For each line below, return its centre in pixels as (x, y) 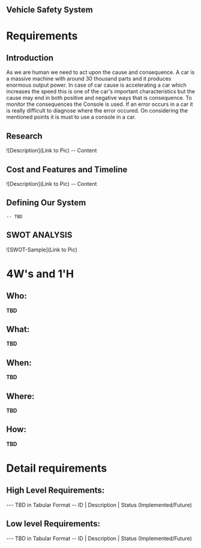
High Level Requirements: (55, 491)
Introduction (30, 57)
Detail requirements (57, 468)
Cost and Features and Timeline (67, 169)
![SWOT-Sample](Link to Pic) (42, 250)
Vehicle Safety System (49, 10)
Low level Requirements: (53, 524)
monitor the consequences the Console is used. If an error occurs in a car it (100, 104)
